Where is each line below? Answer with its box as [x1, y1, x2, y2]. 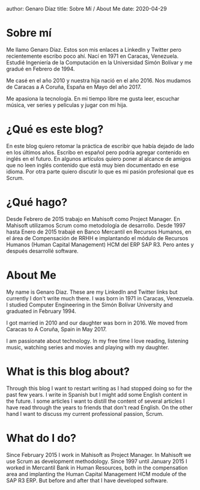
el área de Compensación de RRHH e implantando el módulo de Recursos [6, 234, 189, 241]
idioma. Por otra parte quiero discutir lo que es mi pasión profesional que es [6, 168, 194, 175]
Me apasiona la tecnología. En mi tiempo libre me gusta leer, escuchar [6, 95, 180, 102]
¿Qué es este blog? [6, 123, 104, 136]
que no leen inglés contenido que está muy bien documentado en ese [6, 161, 179, 169]
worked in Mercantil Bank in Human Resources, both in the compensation [6, 464, 188, 471]
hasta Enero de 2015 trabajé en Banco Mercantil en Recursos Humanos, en [6, 228, 192, 235]
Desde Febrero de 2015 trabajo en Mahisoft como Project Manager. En [6, 215, 180, 222]
